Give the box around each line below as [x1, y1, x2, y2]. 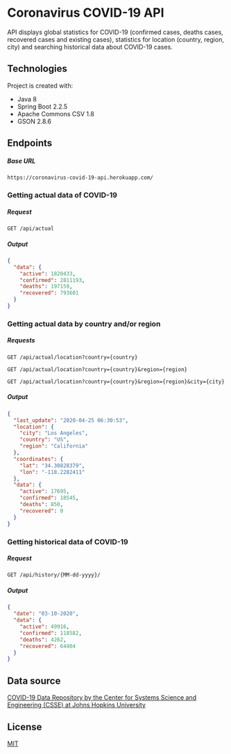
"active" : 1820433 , [19, 270, 76, 277]
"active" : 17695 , [19, 488, 70, 495]
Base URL [7, 157, 36, 165]
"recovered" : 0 [19, 507, 64, 515]
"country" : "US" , [19, 437, 70, 443]
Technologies [7, 63, 68, 74]
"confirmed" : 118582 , [19, 629, 82, 636]
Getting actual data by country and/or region [7, 319, 161, 329]
